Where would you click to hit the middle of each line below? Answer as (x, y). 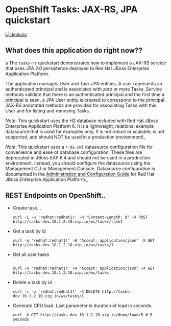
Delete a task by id (32, 282)
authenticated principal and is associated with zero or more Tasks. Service (84, 89)
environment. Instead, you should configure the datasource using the (78, 163)
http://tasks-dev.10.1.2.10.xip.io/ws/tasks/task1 (68, 222)
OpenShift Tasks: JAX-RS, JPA (71, 9)
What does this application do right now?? (74, 50)
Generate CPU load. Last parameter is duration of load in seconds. (82, 306)
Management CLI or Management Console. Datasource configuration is (80, 168)
